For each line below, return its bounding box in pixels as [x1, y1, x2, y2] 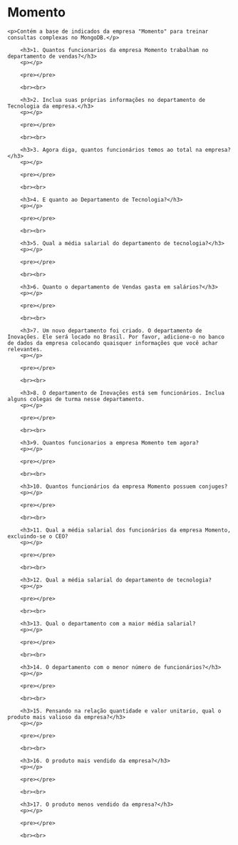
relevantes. [7, 346, 43, 353]
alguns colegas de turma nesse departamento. [7, 395, 145, 403]
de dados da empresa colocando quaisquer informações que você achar [7, 339, 219, 346]
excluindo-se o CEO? [7, 532, 69, 540]
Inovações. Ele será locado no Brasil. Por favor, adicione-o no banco [7, 333, 224, 341]
